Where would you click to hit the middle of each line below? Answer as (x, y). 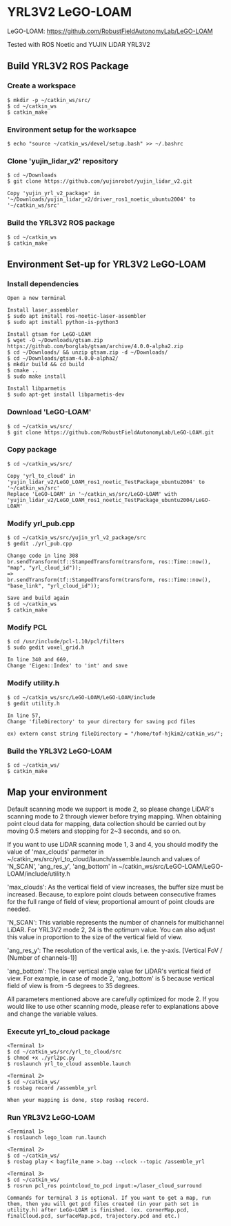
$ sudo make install (37, 376)
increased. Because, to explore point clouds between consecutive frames (112, 894)
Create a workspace (42, 86)
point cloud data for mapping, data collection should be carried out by (107, 823)
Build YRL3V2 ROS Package (68, 66)
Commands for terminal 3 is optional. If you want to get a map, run (109, 1198)
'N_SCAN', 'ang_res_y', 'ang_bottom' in (62, 866)
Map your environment (57, 793)
